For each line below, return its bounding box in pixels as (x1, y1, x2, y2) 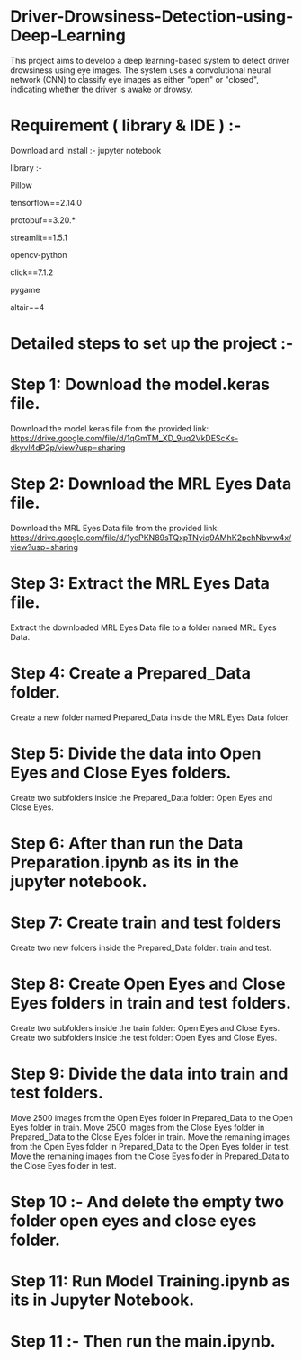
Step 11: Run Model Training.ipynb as (10, 1271, 290, 1292)
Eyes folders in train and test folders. (10, 993, 291, 1013)
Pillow (10, 180, 32, 191)
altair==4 (10, 301, 45, 312)
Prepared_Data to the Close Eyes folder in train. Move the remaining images (10, 1131, 291, 1142)
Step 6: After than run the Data (10, 833, 244, 853)
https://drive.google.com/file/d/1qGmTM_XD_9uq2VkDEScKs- (10, 433, 239, 443)
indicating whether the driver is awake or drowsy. (10, 84, 193, 94)
